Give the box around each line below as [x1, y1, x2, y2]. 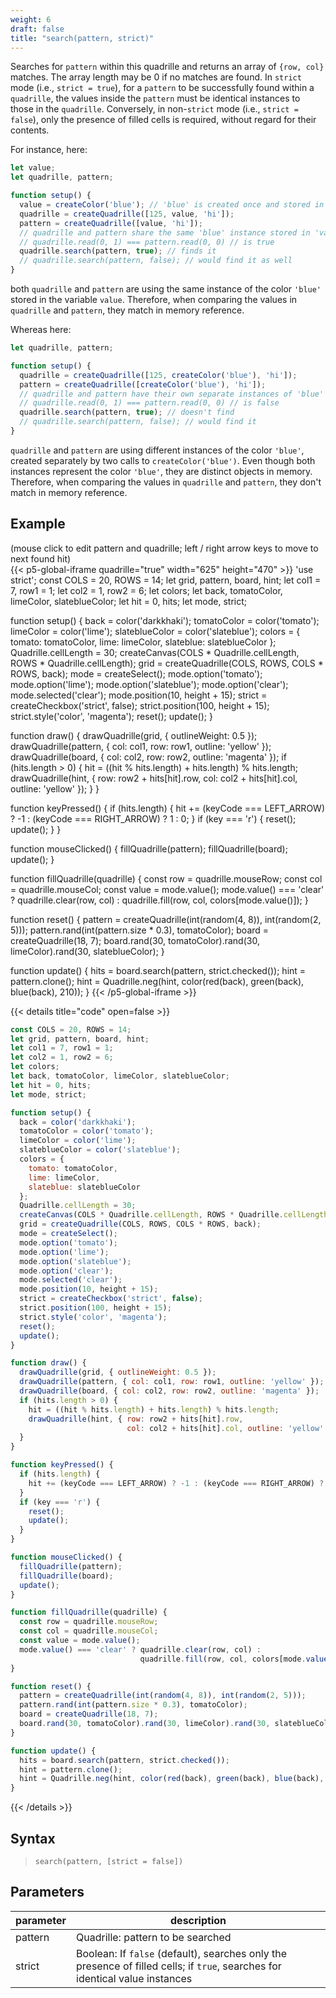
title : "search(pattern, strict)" [10, 33, 155, 43]
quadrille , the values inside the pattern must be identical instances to [10, 92, 301, 105]
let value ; [10, 163, 56, 173]
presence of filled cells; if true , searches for [76, 1959, 282, 1973]
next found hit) [10, 552, 72, 565]
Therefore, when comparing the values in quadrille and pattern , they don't [10, 476, 322, 488]
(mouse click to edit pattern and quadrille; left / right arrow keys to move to [10, 542, 319, 554]
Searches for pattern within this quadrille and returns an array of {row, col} [10, 61, 325, 73]
